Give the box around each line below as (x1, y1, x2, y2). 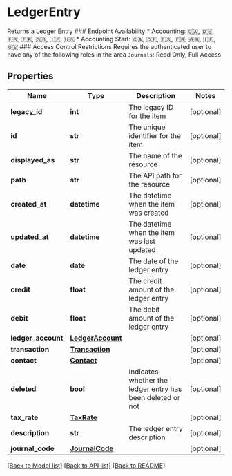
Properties (7, 70, 54, 82)
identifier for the (128, 131, 182, 140)
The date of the (128, 256, 179, 266)
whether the (128, 375, 168, 385)
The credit (128, 276, 162, 285)
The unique (128, 122, 166, 132)
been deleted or (128, 392, 181, 402)
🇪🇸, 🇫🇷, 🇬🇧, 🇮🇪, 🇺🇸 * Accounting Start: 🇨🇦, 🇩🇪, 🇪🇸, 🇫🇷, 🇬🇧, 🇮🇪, (7, 35, 216, 43)
